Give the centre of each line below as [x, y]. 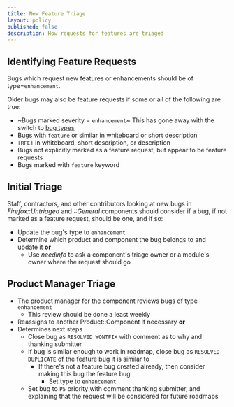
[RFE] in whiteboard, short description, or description [94, 143]
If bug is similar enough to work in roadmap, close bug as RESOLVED [124, 351]
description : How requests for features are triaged [86, 33]
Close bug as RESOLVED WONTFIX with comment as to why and [115, 336]
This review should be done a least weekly [89, 314]
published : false [32, 27]
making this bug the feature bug [84, 373]
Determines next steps [50, 329]
